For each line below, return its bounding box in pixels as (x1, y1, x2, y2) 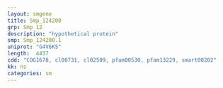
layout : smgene (7, 10, 52, 18)
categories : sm (7, 70, 52, 77)
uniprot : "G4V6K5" (7, 43, 62, 50)
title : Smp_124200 (7, 17, 62, 24)
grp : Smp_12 (7, 23, 42, 31)
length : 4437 (7, 50, 50, 57)
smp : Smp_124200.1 (7, 37, 62, 44)
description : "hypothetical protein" (7, 30, 119, 38)
